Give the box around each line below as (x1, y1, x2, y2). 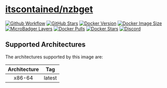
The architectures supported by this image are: (5, 54, 103, 60)
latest (44, 74, 57, 81)
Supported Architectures (5, 40, 86, 49)
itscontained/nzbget (5, 4, 94, 15)
